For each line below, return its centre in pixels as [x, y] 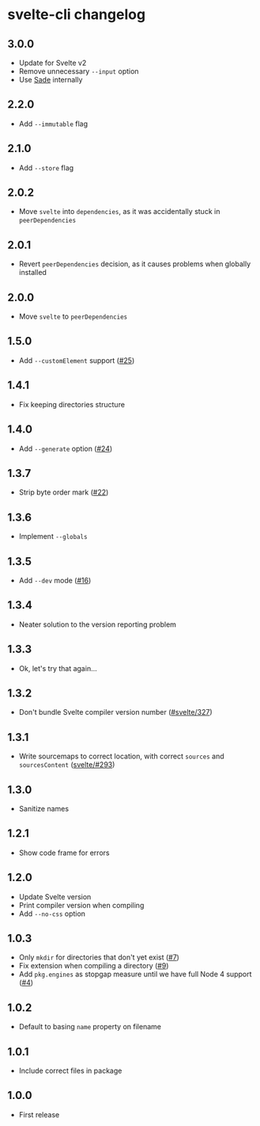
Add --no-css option [52, 914]
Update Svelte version [55, 896]
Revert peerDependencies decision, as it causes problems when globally [135, 264]
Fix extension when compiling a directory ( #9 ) [94, 966]
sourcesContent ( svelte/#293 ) [67, 765]
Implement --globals [53, 536]
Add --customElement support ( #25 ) [77, 360]
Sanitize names [43, 809]
